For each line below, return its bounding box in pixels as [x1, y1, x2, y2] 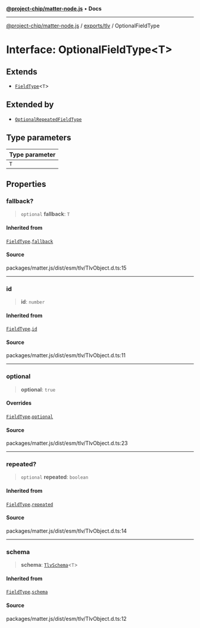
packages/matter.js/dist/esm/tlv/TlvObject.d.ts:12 [6, 615, 127, 622]
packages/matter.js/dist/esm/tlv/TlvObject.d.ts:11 [6, 352, 126, 359]
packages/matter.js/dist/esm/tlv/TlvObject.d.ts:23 [6, 440, 128, 447]
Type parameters [6, 133, 71, 143]
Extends [6, 67, 37, 77]
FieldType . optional [6, 413, 54, 420]
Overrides [6, 399, 32, 407]
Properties [6, 179, 46, 189]
